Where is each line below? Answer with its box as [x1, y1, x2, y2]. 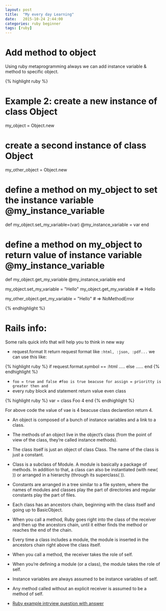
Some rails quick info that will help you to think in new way [5, 339, 125, 345]
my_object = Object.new [5, 122, 55, 128]
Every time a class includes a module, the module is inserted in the [12, 536, 149, 543]
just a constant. [12, 451, 44, 457]
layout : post [5, 7, 32, 12]
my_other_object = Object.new [5, 167, 67, 172]
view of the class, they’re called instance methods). [12, 437, 118, 443]
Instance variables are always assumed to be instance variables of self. [12, 576, 158, 582]
